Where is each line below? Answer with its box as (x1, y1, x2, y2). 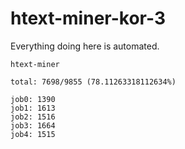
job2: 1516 (10, 112, 56, 122)
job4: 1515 (10, 129, 56, 139)
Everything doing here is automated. (10, 40, 160, 52)
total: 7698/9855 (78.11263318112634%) (10, 77, 177, 87)
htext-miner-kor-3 (10, 7, 166, 30)
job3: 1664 (10, 120, 56, 131)
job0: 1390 (10, 94, 56, 104)
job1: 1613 (10, 103, 56, 113)
